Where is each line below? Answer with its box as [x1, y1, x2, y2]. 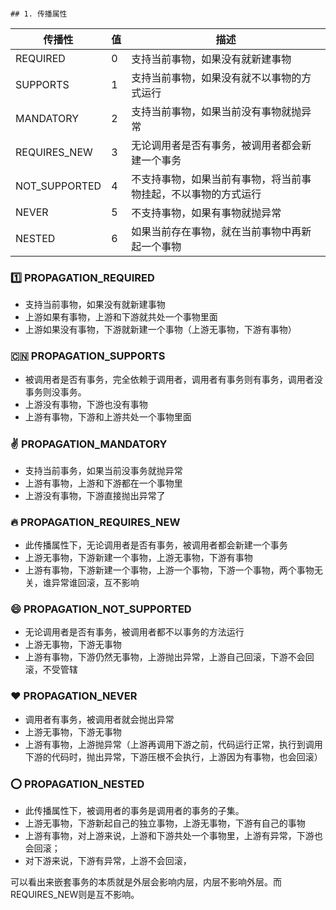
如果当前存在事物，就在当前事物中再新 [131, 225, 312, 238]
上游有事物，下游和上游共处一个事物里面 [24, 410, 192, 423]
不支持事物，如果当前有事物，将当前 [131, 172, 302, 186]
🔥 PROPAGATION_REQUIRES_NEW [10, 515, 181, 529]
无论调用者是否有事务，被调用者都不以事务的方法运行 [24, 626, 245, 638]
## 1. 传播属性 [10, 9, 68, 19]
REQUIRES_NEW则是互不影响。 [10, 889, 140, 901]
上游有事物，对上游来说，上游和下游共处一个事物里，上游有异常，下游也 [24, 830, 323, 842]
